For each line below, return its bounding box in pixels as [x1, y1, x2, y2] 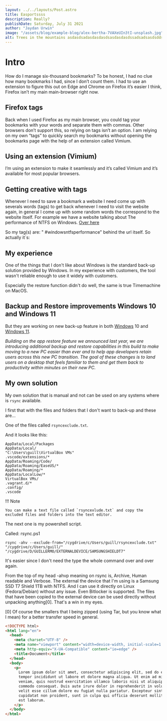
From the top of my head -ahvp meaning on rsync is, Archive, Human [5, 573, 147, 578]
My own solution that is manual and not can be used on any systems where [5, 392, 160, 398]
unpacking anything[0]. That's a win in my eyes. [5, 599, 103, 605]
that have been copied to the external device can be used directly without [5, 593, 157, 599]
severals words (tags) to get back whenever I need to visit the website [5, 204, 149, 210]
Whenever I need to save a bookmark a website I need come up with [5, 198, 146, 204]
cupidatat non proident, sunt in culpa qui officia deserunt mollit [18, 693, 164, 698]
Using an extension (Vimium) [5, 152, 97, 161]
